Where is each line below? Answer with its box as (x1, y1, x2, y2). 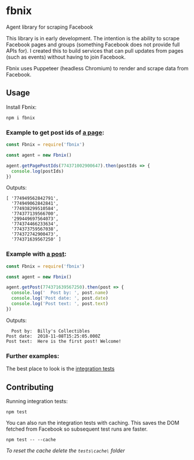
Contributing (6, 382, 54, 392)
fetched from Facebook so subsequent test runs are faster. (6, 425, 148, 432)
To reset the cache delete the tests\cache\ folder (6, 447, 125, 454)
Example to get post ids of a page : (6, 128, 105, 136)
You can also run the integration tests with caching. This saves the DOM (6, 419, 179, 426)
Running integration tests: (6, 397, 68, 404)
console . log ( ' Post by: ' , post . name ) (11, 290, 109, 296)
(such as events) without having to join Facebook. (6, 53, 126, 60)
